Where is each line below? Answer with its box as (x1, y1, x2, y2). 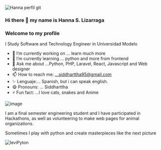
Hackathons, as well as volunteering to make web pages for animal (5, 115, 140, 122)
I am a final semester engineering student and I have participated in (5, 110, 141, 116)
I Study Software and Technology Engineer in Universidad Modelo (5, 41, 138, 47)
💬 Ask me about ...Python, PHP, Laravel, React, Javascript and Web (12, 61, 148, 67)
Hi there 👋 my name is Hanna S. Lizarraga (5, 17, 105, 23)
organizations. (5, 121, 34, 127)
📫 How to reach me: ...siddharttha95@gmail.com (12, 71, 112, 78)
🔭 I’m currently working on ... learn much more (12, 50, 106, 56)
